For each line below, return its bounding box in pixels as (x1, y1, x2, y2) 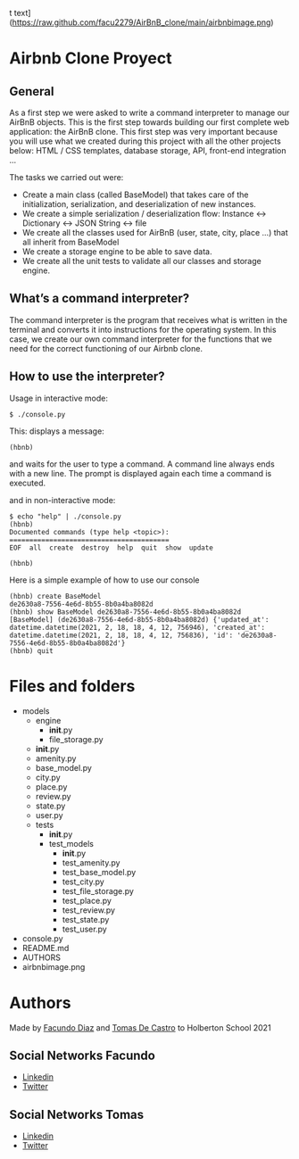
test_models (48, 838, 94, 849)
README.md (21, 942, 70, 953)
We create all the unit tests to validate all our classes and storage (21, 256, 262, 266)
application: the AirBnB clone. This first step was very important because (9, 127, 278, 137)
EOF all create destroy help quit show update (9, 543, 214, 552)
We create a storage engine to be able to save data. (21, 246, 212, 257)
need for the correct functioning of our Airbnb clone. (9, 343, 203, 353)
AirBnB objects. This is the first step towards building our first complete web (9, 117, 290, 128)
